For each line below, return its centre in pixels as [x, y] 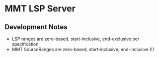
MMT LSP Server [40, 9]
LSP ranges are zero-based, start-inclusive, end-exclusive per [76, 39]
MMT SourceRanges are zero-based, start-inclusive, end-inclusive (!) [83, 49]
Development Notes [36, 27]
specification [25, 44]
